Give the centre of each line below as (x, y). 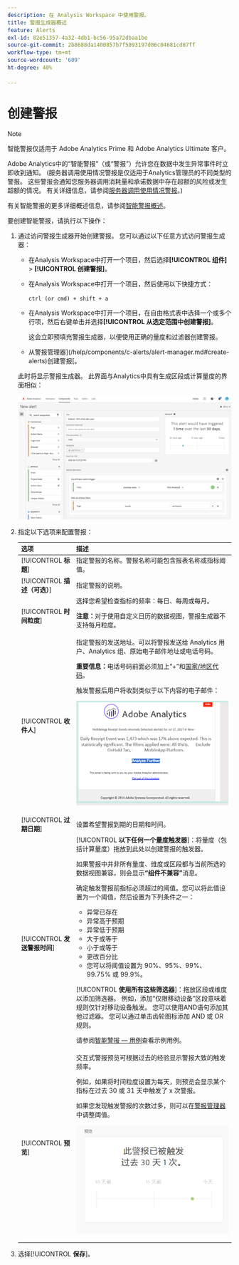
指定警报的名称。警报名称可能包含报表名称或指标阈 (151, 561)
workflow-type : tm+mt (39, 53)
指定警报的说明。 (101, 585)
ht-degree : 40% (30, 68)
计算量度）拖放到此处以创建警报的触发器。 (145, 849)
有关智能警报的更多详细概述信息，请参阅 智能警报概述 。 (88, 205)
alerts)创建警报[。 (54, 360)
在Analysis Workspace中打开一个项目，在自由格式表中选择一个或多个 (130, 313)
